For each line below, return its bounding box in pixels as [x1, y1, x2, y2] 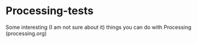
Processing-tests [5, 4, 94, 18]
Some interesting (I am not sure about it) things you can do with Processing [5, 24, 192, 31]
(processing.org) [5, 29, 47, 37]
